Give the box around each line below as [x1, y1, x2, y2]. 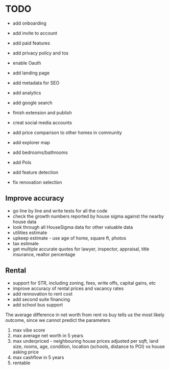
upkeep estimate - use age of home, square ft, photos [12, 235, 127, 241]
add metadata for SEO [12, 80, 60, 86]
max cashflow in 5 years [12, 354, 64, 360]
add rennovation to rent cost [12, 290, 72, 297]
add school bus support [12, 301, 63, 308]
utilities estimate [12, 229, 47, 236]
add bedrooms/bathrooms [12, 149, 68, 155]
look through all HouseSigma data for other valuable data [12, 224, 133, 230]
